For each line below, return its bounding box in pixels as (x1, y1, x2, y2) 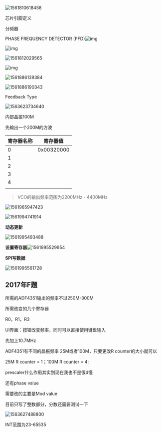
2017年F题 (5, 280, 37, 289)
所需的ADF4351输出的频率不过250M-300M (5, 295, 94, 301)
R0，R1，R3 (5, 316, 30, 322)
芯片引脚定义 (5, 15, 31, 21)
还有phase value (5, 380, 39, 386)
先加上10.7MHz (5, 337, 36, 343)
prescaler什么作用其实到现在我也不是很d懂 (5, 369, 93, 375)
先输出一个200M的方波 (5, 124, 52, 130)
